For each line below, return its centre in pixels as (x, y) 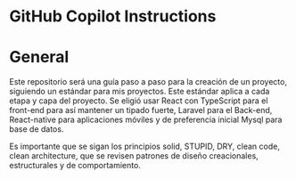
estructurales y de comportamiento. (75, 166)
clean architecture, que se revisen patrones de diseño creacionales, (134, 156)
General (39, 57)
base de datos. (37, 129)
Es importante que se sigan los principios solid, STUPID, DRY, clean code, (145, 146)
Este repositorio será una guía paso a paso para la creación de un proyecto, (148, 82)
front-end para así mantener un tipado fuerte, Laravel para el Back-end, (141, 110)
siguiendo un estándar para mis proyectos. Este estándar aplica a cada (140, 92)
